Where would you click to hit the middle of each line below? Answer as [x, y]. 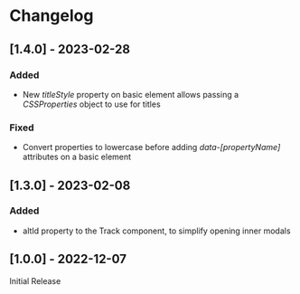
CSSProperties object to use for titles [91, 104]
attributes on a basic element [77, 157]
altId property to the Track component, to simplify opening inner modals [156, 231]
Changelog [52, 16]
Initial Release [35, 280]
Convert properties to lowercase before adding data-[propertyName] [151, 147]
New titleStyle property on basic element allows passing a [131, 94]
